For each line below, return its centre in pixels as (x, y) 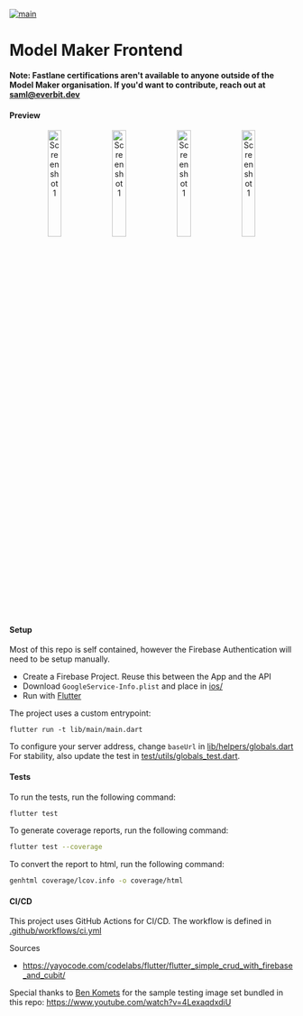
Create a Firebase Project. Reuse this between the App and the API (147, 677)
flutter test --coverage (56, 847)
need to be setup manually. (60, 659)
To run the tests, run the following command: (92, 797)
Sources (25, 948)
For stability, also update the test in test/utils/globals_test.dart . (125, 756)
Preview (25, 115)
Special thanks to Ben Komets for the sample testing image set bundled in (147, 993)
